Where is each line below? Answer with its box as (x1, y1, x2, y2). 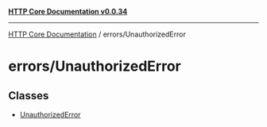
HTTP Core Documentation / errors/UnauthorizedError (8, 29, 187, 39)
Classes (8, 89, 49, 102)
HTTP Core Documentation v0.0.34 (8, 7, 128, 16)
